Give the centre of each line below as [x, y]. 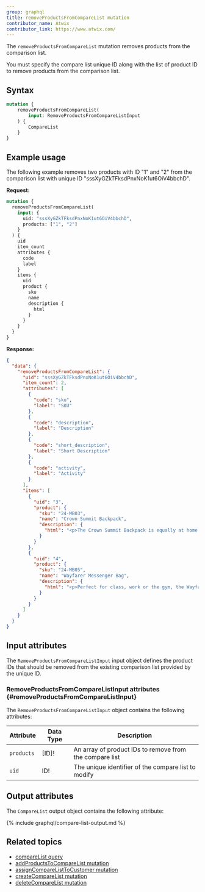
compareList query [39, 857]
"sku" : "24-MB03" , [62, 513]
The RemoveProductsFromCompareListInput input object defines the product [100, 660]
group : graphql [26, 12]
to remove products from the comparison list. [63, 71]
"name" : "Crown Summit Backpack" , [83, 519]
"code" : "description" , [64, 423]
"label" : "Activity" [59, 474]
